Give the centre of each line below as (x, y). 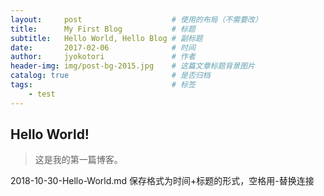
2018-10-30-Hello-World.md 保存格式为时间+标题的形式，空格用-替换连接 (162, 181)
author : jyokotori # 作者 (103, 57)
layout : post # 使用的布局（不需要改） (136, 19)
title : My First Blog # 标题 (103, 29)
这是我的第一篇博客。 (78, 160)
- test (42, 94)
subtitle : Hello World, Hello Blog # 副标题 (106, 38)
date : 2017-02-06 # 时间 (103, 47)
